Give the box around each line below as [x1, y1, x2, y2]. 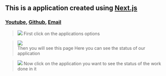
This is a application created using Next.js [5, 4, 138, 12]
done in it [17, 66, 37, 72]
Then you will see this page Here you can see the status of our [17, 45, 146, 51]
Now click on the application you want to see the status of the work [23, 60, 162, 66]
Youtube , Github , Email [5, 19, 61, 26]
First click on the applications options [23, 31, 100, 37]
